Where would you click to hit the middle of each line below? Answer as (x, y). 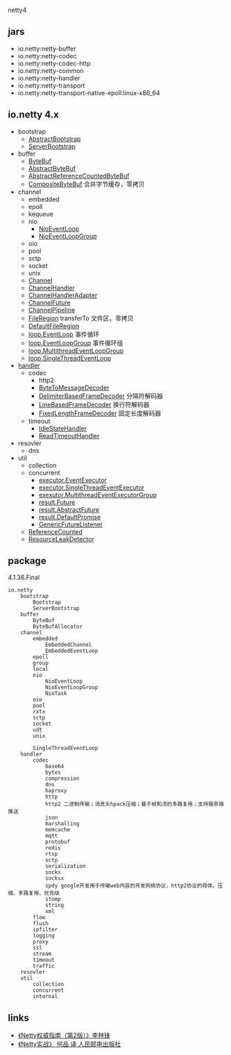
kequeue (41, 214)
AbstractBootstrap (54, 139)
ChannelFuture (50, 302)
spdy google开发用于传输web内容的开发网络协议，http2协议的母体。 (131, 886)
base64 (54, 767)
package (27, 561)
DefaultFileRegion (53, 326)
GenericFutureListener (71, 524)
